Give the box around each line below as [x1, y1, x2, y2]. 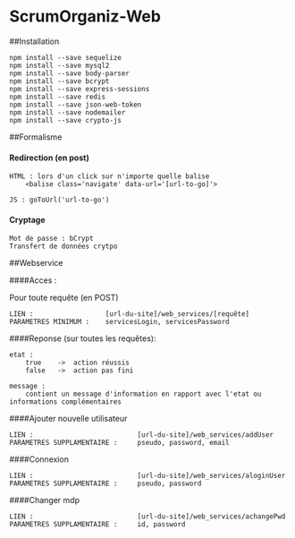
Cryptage [9, 214, 46, 225]
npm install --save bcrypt [9, 76, 110, 86]
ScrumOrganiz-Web [9, 6, 161, 27]
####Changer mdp [9, 495, 80, 506]
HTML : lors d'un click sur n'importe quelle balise [9, 172, 210, 181]
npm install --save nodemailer [9, 107, 126, 117]
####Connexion [9, 454, 70, 465]
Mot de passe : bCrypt [9, 235, 94, 243]
